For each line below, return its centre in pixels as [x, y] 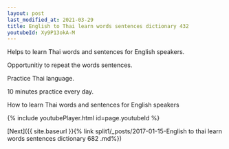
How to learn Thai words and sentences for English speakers [94, 105]
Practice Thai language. [41, 79]
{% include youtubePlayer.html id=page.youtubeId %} [84, 118]
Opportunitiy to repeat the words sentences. [70, 65]
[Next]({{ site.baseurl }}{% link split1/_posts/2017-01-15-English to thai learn [115, 131]
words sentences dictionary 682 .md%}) [64, 139]
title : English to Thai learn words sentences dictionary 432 [98, 26]
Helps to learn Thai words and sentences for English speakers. [96, 52]
